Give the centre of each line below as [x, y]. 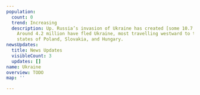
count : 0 [22, 17]
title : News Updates [37, 50]
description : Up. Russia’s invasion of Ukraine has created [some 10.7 [102, 28]
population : [21, 12]
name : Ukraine [24, 67]
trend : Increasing [35, 23]
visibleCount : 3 [32, 56]
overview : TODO [25, 72]
